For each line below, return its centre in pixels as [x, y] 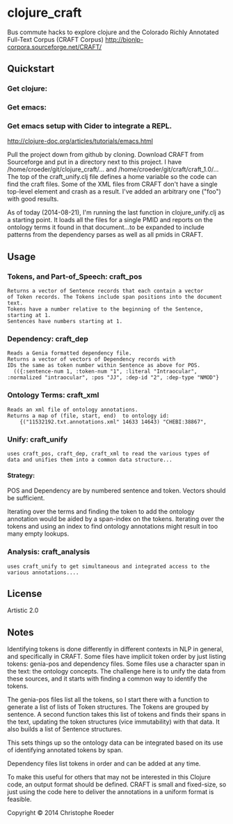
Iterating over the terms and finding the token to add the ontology [101, 512]
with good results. [33, 199]
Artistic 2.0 [23, 610]
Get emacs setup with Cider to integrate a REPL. [90, 126]
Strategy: [21, 475]
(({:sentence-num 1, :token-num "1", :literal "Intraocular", [105, 372]
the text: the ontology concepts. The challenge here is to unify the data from [116, 671]
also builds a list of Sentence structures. [65, 729]
